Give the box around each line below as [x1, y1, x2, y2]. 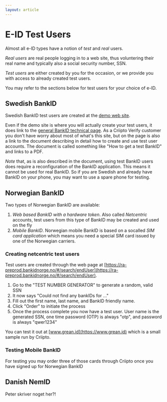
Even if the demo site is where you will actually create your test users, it [5, 122, 153, 128]
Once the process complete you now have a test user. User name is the [12, 309, 160, 315]
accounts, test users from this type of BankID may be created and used [12, 217, 160, 223]
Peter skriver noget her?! [5, 391, 56, 397]
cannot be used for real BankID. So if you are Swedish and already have [5, 169, 153, 175]
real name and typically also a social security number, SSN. [5, 60, 127, 66]
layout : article [5, 7, 39, 12]
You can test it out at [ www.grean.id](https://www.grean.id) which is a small [5, 329, 161, 335]
